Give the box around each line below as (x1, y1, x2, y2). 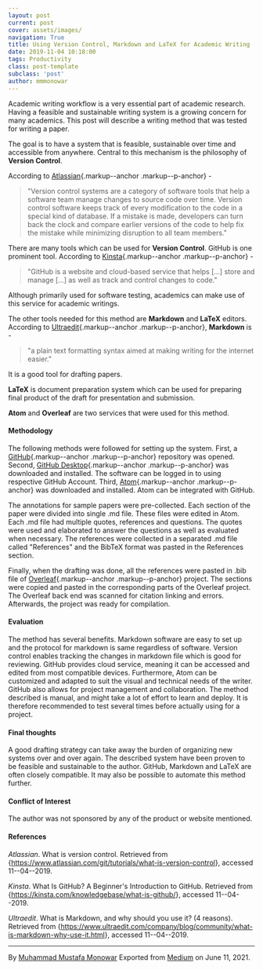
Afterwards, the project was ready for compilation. (8, 598, 171, 609)
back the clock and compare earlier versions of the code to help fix (27, 219, 244, 229)
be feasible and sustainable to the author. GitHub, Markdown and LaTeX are (8, 762, 252, 771)
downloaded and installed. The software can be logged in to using (8, 468, 222, 478)
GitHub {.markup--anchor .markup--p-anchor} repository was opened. (8, 452, 235, 461)
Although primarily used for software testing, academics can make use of (8, 290, 245, 299)
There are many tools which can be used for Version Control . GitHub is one (8, 243, 253, 252)
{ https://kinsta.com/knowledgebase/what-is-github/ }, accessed (8, 889, 214, 899)
